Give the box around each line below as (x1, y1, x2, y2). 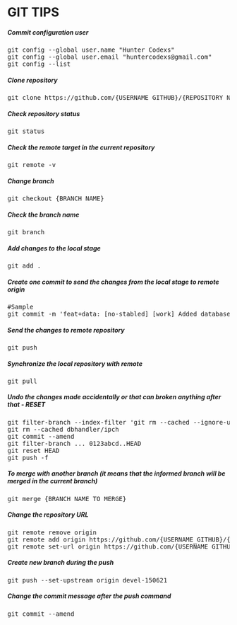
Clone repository (7, 76, 58, 84)
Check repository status (7, 109, 80, 117)
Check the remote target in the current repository (7, 143, 155, 151)
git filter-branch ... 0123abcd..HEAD (7, 440, 142, 447)
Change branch (7, 176, 54, 185)
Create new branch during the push (7, 558, 114, 567)
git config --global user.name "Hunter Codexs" (7, 46, 175, 54)
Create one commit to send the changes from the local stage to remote (7, 277, 220, 286)
